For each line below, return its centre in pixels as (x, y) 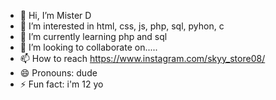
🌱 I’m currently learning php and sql (93, 36)
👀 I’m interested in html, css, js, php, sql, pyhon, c (122, 26)
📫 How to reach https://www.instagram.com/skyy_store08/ (142, 58)
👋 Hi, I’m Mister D (55, 15)
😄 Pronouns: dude (58, 73)
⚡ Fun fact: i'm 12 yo (61, 84)
